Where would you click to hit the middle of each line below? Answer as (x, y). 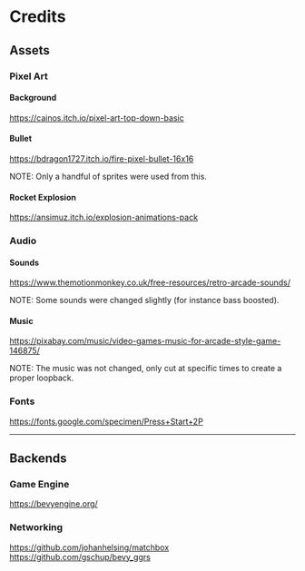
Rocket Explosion (43, 197)
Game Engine (39, 485)
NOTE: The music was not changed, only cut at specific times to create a (146, 369)
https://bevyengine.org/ (54, 504)
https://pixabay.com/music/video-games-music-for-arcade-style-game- (145, 341)
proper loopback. (42, 378)
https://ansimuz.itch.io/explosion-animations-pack (103, 217)
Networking (36, 527)
